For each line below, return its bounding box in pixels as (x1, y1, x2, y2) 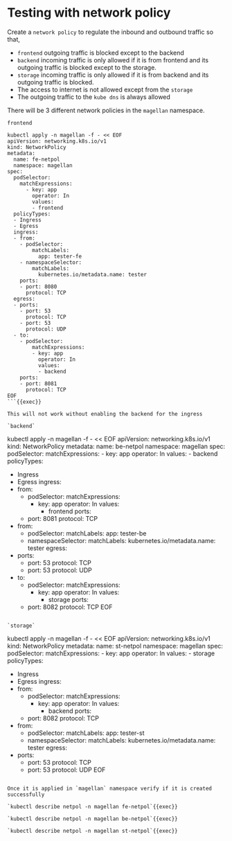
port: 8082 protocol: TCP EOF (27, 603, 113, 611)
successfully (7, 791, 45, 798)
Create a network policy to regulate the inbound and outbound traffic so (7, 28, 213, 36)
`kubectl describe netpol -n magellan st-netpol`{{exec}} (7, 827, 178, 834)
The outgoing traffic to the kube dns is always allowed (17, 92, 171, 101)
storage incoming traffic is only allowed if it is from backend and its (17, 71, 209, 79)
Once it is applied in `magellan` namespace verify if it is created (7, 785, 213, 792)
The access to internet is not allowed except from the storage (17, 85, 193, 94)
